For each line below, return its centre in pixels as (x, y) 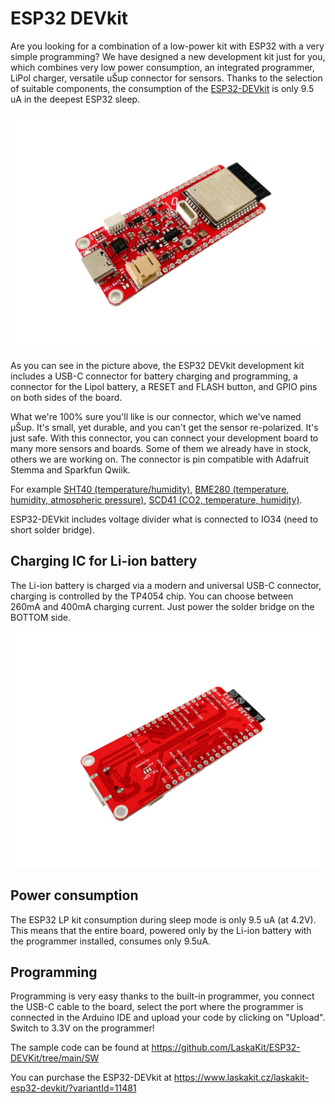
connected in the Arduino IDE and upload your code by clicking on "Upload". (168, 1018)
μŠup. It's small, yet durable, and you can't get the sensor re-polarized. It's (164, 427)
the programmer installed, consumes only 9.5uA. (111, 941)
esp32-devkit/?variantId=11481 (73, 1088)
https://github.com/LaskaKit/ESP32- (226, 1048)
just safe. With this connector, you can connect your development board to (164, 438)
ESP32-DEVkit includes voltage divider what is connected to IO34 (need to (164, 519)
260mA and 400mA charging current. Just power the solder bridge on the (162, 606)
